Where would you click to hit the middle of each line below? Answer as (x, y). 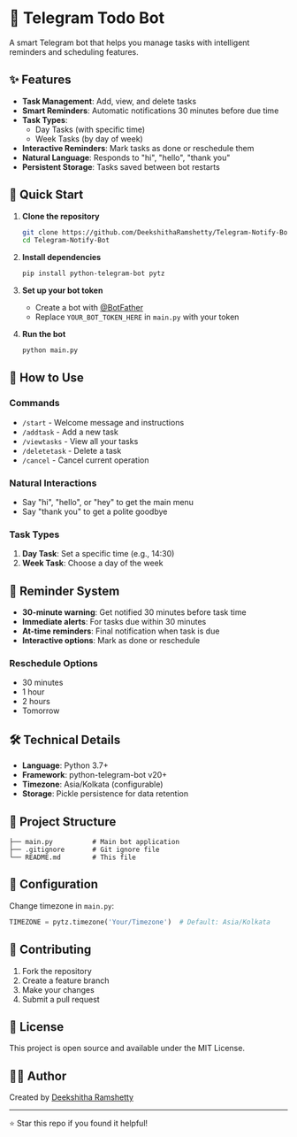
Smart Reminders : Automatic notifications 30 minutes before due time (150, 111)
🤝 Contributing (50, 950)
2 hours (36, 702)
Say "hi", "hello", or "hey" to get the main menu (108, 503)
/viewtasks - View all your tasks (80, 441)
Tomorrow (41, 711)
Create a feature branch (65, 980)
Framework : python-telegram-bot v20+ (95, 775)
